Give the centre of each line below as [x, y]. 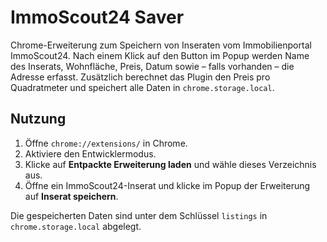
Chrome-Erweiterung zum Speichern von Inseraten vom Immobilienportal [161, 45]
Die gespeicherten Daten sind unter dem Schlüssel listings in [139, 215]
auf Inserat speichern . [71, 196]
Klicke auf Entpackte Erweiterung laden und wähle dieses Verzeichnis [170, 164]
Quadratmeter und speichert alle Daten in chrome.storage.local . [142, 87]
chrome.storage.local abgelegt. [76, 226]
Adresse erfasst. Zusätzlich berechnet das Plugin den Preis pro [140, 77]
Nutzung [38, 119]
